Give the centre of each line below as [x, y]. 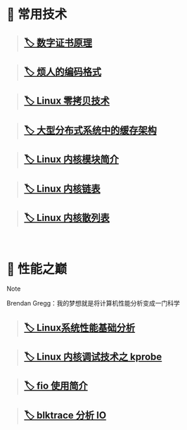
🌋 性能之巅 [37, 269]
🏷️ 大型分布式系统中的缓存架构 [90, 130]
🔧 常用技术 [37, 14]
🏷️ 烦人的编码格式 [63, 71]
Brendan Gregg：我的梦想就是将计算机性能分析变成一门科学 [93, 303]
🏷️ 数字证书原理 [58, 43]
